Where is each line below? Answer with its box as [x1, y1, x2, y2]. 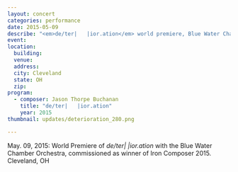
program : [7, 89, 33, 96]
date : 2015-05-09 [7, 23, 59, 30]
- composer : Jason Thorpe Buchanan [13, 96, 119, 103]
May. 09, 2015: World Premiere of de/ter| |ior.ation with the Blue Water [7, 141, 212, 149]
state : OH [13, 76, 42, 84]
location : [7, 43, 37, 50]
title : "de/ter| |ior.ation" [20, 103, 113, 110]
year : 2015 [20, 109, 52, 116]
